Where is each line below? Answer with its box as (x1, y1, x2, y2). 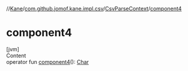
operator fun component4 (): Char (6, 58, 89, 65)
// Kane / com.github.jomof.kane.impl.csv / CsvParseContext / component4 (6, 5, 182, 12)
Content (6, 52, 26, 59)
